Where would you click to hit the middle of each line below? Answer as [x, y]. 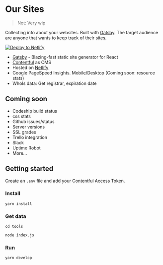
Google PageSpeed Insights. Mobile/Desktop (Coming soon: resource [83, 72]
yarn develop [19, 258]
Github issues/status [33, 121]
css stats [22, 116]
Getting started [29, 169]
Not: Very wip [31, 23]
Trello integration [30, 137]
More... [20, 153]
